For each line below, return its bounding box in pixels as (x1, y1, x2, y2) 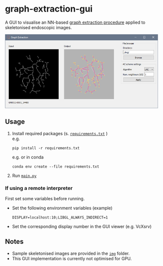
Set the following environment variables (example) (12, 205, 113, 211)
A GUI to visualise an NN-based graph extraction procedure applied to (5, 19, 146, 25)
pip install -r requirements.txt (12, 145, 80, 151)
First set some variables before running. (5, 196, 85, 202)
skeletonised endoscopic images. (5, 24, 72, 30)
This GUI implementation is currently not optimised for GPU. (12, 255, 132, 261)
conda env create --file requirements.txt (12, 164, 99, 169)
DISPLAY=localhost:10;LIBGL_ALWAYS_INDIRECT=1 (12, 215, 108, 220)
